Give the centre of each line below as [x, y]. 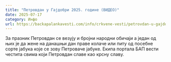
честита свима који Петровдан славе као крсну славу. [65, 54]
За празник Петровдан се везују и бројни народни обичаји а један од [81, 38]
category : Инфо [21, 19]
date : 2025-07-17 [24, 15]
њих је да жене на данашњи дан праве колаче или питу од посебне [79, 44]
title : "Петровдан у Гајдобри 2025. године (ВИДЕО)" [62, 10]
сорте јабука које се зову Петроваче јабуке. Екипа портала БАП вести [82, 49]
